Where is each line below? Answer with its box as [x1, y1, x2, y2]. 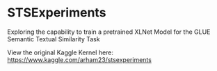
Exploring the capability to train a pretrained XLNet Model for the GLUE [7, 28, 211, 36]
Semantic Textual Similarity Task [7, 34, 100, 43]
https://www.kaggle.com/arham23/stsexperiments [7, 55, 152, 63]
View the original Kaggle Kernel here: [7, 48, 113, 57]
